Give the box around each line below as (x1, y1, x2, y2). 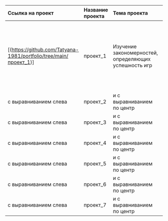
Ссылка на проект (7, 10, 54, 17)
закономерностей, (112, 50, 158, 56)
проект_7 (83, 201, 106, 208)
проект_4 (83, 140, 106, 146)
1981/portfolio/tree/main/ (7, 53, 68, 59)
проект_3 (83, 119, 106, 126)
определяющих (112, 56, 151, 62)
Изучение (112, 43, 137, 50)
